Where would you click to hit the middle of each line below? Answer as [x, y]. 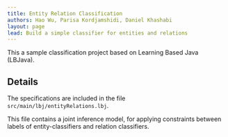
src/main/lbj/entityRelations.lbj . [58, 106]
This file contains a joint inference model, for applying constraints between [114, 119]
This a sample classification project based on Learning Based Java [103, 53]
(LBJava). [21, 60]
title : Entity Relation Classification [65, 13]
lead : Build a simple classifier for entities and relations [98, 33]
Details [23, 81]
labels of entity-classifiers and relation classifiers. [78, 127]
